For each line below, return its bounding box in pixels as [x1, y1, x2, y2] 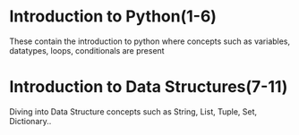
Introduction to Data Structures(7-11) [9, 77, 288, 97]
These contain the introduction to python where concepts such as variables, [9, 36, 291, 46]
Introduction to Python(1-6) [9, 6, 218, 27]
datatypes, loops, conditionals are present [9, 45, 165, 55]
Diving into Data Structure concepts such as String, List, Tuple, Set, [9, 105, 258, 117]
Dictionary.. [9, 115, 52, 126]
